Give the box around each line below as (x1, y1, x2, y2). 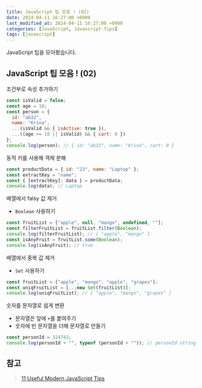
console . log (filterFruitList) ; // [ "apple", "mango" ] (6, 231, 150, 237)
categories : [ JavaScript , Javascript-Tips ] (6, 25, 118, 32)
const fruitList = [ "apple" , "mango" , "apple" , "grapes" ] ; (6, 279, 158, 285)
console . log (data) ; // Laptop (6, 183, 83, 189)
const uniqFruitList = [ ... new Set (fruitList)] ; (6, 284, 131, 291)
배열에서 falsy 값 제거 (6, 195, 57, 202)
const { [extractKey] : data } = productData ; (6, 177, 123, 183)
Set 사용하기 (15, 267, 45, 274)
